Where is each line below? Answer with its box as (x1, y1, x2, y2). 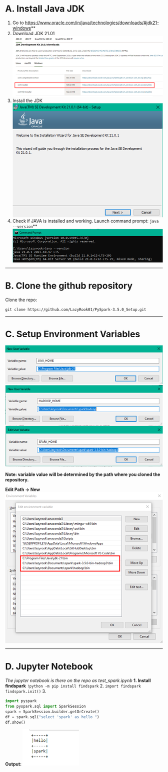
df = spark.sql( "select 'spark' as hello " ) (5, 714, 99, 719)
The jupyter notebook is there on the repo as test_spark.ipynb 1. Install (5, 678, 151, 684)
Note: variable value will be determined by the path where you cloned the (5, 471, 160, 477)
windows (12, 25, 31, 31)
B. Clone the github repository (5, 280, 133, 292)
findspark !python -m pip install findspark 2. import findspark (5, 683, 141, 689)
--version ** (12, 223, 37, 229)
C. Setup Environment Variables (5, 329, 140, 340)
